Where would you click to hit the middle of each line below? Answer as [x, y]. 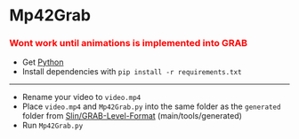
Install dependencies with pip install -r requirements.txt [132, 72]
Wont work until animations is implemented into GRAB [128, 43]
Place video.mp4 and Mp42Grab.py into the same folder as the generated [151, 106]
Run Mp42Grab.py [53, 126]
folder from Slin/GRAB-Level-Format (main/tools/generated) [132, 116]
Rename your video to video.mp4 [81, 97]
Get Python [43, 62]
